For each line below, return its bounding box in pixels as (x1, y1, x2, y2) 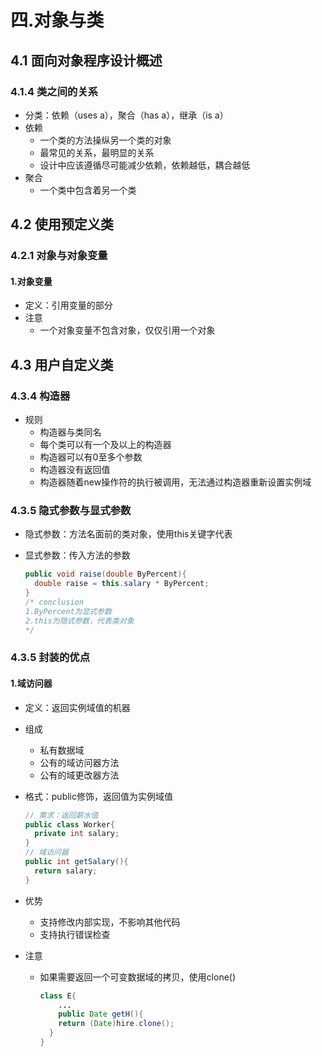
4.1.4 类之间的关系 (10, 84, 99, 98)
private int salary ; (34, 829, 120, 839)
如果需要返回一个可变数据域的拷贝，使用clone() (39, 971, 237, 983)
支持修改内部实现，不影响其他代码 (39, 916, 181, 928)
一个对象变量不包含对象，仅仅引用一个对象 (39, 324, 216, 336)
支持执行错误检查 (39, 928, 111, 940)
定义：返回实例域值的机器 (24, 701, 131, 713)
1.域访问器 (10, 677, 53, 690)
